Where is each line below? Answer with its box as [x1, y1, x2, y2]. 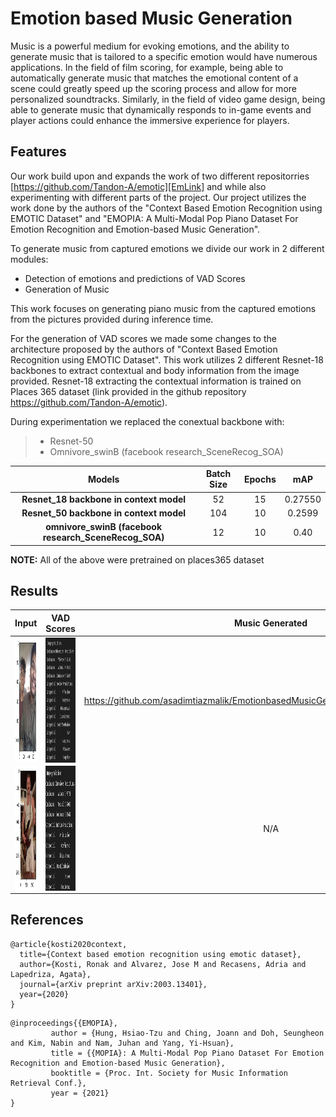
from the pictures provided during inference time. [10, 313, 214, 325]
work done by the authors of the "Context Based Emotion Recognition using [10, 202, 323, 214]
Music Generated [234, 617, 308, 629]
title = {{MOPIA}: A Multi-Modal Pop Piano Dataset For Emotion [50, 1048, 325, 1058]
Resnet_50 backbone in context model [21, 507, 187, 519]
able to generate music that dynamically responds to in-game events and [10, 103, 312, 116]
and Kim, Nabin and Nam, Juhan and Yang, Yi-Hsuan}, [10, 1038, 235, 1048]
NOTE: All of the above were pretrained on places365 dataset [10, 553, 265, 566]
